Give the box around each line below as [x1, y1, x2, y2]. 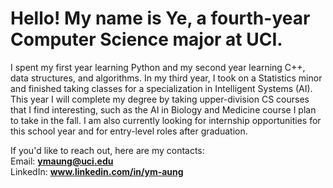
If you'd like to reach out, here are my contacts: [10, 144, 205, 156]
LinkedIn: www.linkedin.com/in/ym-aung [10, 165, 184, 177]
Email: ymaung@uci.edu [10, 155, 114, 167]
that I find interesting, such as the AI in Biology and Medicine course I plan [10, 103, 317, 116]
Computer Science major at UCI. [10, 28, 283, 51]
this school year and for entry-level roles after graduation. [10, 125, 248, 137]
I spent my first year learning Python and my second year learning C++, [10, 61, 306, 73]
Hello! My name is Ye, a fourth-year [10, 7, 311, 30]
